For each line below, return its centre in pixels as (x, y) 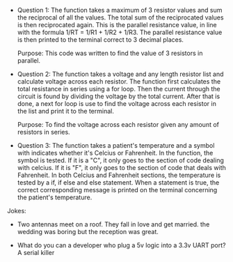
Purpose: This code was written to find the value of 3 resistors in (110, 53)
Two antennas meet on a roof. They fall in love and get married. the (113, 224)
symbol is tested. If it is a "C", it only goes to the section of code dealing (120, 160)
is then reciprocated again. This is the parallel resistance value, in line (117, 25)
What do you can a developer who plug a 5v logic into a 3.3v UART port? (121, 245)
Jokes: (17, 211)
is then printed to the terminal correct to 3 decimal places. (101, 40)
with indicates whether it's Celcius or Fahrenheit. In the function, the (115, 153)
